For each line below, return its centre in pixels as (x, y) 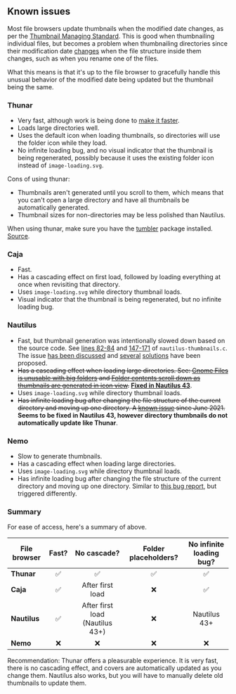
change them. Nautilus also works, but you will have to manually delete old (115, 676)
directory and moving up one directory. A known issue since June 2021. (121, 408)
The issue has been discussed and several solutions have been (109, 355)
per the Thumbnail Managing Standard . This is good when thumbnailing (111, 36)
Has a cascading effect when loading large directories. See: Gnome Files (123, 370)
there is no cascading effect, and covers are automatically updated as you (114, 668)
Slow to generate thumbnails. (60, 456)
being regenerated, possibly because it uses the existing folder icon (116, 158)
